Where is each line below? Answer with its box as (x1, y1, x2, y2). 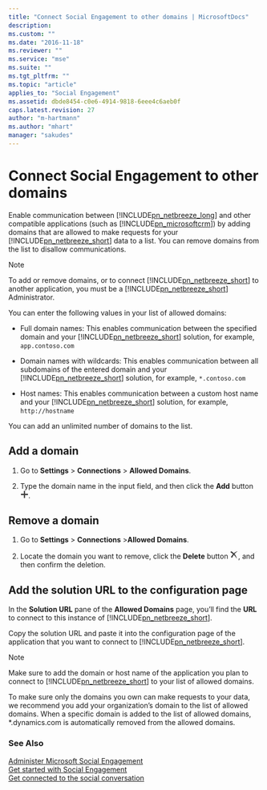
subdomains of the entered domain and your (19, 365, 168, 374)
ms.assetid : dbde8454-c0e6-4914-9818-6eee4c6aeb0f (8, 97, 181, 106)
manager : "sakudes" (8, 131, 74, 139)
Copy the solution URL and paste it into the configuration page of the (8, 629, 237, 639)
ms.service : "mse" (8, 55, 70, 63)
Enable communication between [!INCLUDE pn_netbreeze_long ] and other (8, 210, 251, 220)
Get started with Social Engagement (8, 764, 127, 774)
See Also (8, 738, 44, 749)
